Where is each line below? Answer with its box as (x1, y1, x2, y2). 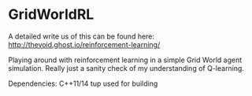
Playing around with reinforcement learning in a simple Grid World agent (8, 55, 243, 65)
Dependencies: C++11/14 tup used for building (8, 79, 158, 88)
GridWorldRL (8, 6, 94, 24)
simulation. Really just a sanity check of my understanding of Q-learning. (8, 63, 244, 72)
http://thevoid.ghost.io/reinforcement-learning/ (8, 39, 161, 49)
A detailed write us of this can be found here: (8, 31, 155, 41)
